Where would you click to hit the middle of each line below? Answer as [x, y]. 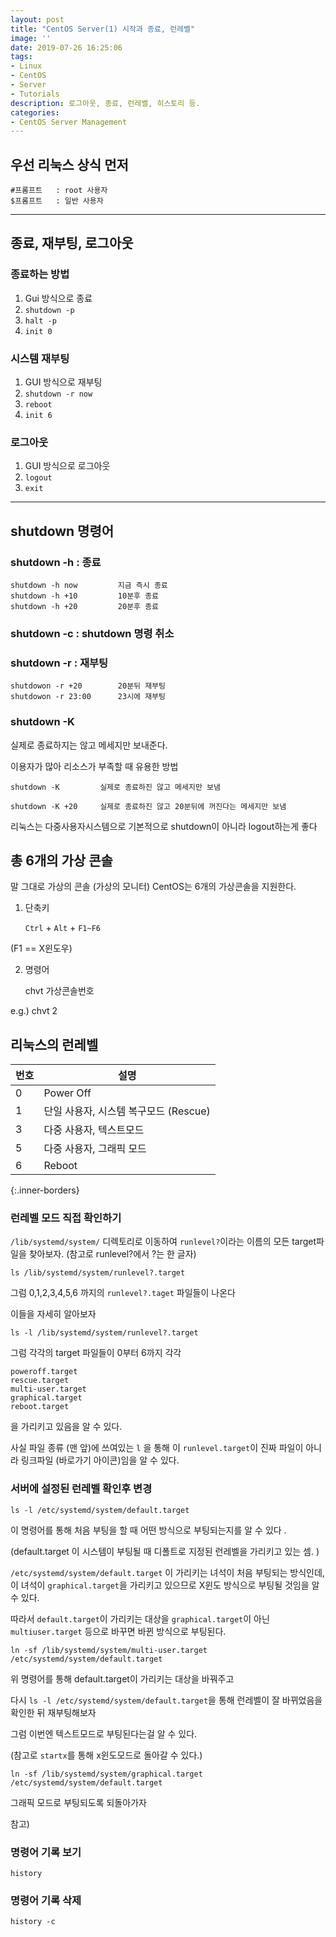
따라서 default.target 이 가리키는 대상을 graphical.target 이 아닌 [140, 1618]
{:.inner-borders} [45, 1190]
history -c [33, 1922]
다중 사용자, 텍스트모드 [94, 1130]
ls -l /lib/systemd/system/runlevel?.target [104, 1333]
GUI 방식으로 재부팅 [63, 382]
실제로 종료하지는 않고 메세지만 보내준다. [89, 745]
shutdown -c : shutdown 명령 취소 [92, 633]
